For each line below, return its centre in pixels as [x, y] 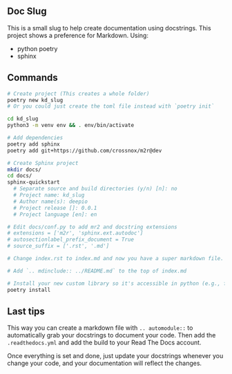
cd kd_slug [23, 119]
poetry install [29, 290]
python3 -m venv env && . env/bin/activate [71, 126]
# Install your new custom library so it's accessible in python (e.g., [114, 283]
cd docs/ [20, 176]
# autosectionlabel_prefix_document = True [71, 240]
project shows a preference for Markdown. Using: [78, 35]
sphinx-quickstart [33, 182]
